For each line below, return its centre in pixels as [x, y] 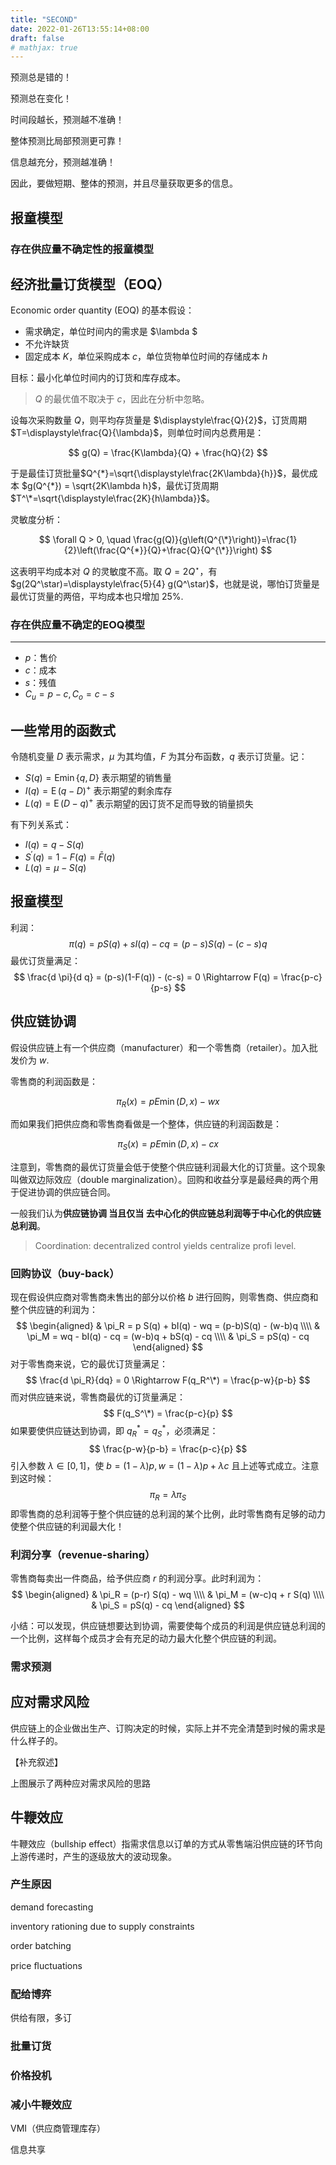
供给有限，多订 [41, 2018]
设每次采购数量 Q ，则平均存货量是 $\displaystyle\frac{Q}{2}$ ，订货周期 [158, 420]
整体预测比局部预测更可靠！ [67, 141]
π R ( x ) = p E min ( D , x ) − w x [168, 1102]
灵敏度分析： [36, 520]
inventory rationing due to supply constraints [102, 1926]
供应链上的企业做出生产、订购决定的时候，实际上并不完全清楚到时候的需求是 [168, 1728]
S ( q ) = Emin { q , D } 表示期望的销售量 [98, 777]
